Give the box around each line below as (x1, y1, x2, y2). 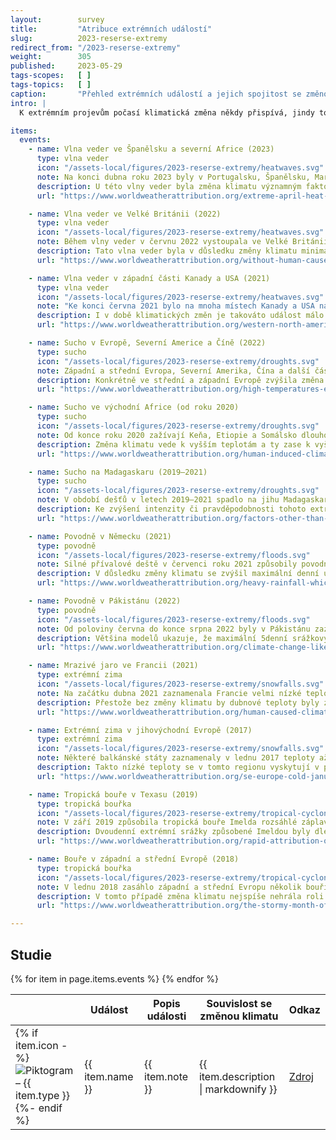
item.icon (15, 1038, 59, 1052)
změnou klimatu (199, 1009, 279, 1023)
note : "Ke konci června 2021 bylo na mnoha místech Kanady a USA (36, 301, 315, 311)
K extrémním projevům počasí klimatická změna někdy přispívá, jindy (19, 107, 315, 118)
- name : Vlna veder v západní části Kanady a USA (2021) (28, 273, 271, 283)
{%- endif (15, 1101, 63, 1115)
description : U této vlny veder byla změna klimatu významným (36, 181, 302, 191)
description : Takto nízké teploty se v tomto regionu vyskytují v (36, 762, 320, 772)
